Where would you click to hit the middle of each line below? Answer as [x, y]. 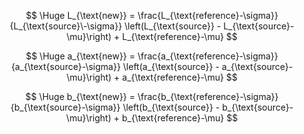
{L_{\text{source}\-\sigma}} [66, 26]
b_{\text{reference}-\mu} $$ [180, 118]
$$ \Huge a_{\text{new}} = [80, 56]
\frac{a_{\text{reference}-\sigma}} [208, 56]
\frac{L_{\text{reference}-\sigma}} [208, 15]
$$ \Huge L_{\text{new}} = [80, 15]
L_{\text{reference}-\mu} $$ [180, 36]
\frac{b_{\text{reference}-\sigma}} [208, 96]
